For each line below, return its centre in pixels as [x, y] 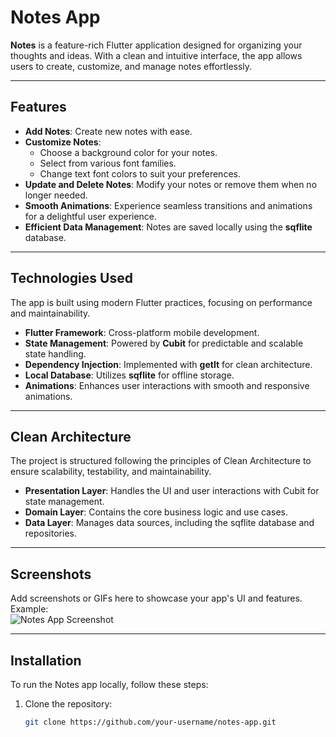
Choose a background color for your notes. [128, 152]
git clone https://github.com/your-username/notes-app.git [150, 722]
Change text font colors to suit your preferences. [140, 173]
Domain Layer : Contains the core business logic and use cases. [156, 512]
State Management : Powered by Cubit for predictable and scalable [164, 343]
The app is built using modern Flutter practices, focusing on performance [161, 302]
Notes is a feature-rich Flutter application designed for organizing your [156, 45]
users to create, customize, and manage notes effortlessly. [131, 66]
